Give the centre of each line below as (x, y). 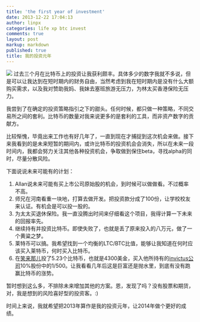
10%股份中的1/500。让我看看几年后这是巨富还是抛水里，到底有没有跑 (105, 265)
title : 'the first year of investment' (56, 12)
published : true (26, 51)
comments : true (25, 34)
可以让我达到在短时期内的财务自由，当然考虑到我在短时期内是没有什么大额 (102, 81)
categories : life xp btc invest (46, 28)
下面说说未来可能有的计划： (40, 171)
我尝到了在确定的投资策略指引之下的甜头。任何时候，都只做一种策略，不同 (97, 108)
